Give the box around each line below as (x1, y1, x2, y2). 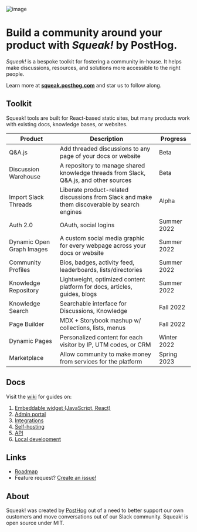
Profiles (9, 265, 30, 274)
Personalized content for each (59, 333, 143, 341)
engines (59, 207, 82, 216)
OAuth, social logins (59, 221, 115, 229)
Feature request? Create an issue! (14, 474, 97, 482)
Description (90, 134, 124, 143)
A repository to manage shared (59, 161, 145, 170)
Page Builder (9, 320, 45, 328)
